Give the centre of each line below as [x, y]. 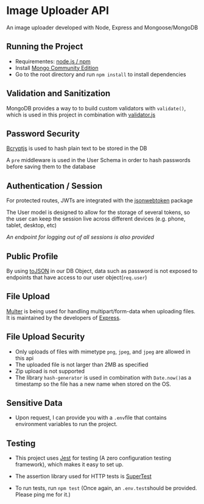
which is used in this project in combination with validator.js [81, 115]
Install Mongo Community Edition [57, 68]
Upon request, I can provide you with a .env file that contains [91, 417]
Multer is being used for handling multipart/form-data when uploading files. [101, 311]
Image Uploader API [58, 11]
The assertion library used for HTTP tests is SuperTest [83, 477]
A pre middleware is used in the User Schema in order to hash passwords [98, 160]
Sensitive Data [34, 403]
